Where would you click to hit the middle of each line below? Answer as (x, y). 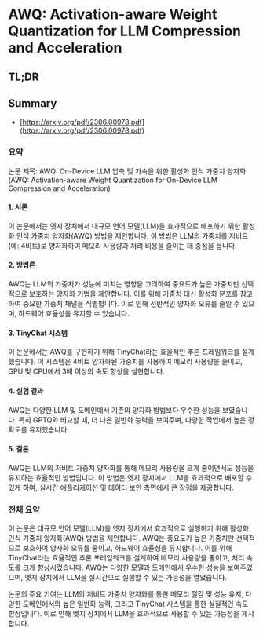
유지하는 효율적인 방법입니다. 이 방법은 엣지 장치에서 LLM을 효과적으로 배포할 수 (130, 477)
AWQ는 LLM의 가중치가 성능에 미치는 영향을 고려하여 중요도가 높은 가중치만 (124, 284)
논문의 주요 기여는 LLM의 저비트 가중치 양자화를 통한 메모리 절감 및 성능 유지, (126, 594)
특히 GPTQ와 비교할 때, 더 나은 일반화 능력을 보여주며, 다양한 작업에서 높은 (132, 420)
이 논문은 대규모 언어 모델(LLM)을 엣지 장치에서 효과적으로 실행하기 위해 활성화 (129, 528)
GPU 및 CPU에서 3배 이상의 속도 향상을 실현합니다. (86, 371)
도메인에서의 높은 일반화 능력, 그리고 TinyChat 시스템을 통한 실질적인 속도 (135, 604)
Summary (33, 103)
